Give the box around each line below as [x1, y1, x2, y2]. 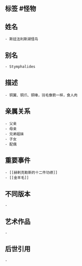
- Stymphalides [5, 65, 36, 69]
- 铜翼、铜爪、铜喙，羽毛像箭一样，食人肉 [5, 93, 78, 98]
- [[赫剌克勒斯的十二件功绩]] [5, 170, 58, 175]
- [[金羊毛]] [5, 175, 29, 181]
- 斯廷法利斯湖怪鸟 [5, 37, 39, 42]
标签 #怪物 [5, 4, 36, 13]
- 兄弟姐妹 [5, 132, 24, 136]
